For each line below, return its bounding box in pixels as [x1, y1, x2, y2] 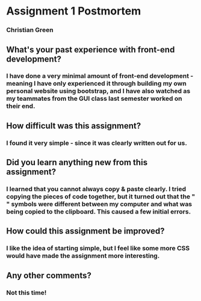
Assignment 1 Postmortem [6, 4, 141, 18]
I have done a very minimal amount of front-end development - [6, 72, 194, 80]
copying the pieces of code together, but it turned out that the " [6, 192, 196, 201]
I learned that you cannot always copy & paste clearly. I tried [6, 185, 187, 194]
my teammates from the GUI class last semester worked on [6, 95, 182, 103]
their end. [6, 102, 36, 110]
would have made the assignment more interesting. [6, 252, 160, 260]
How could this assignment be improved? [6, 226, 165, 236]
